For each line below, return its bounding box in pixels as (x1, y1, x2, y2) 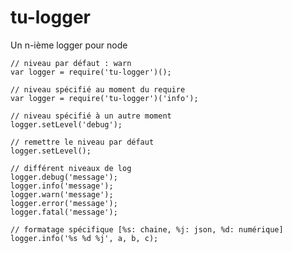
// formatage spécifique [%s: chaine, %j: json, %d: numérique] (10, 224, 284, 235)
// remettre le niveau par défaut (10, 137, 155, 147)
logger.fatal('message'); (10, 207, 118, 217)
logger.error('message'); (10, 198, 118, 208)
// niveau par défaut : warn (10, 58, 132, 68)
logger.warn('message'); (10, 189, 114, 200)
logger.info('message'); (10, 181, 114, 191)
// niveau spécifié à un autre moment (10, 111, 172, 121)
